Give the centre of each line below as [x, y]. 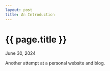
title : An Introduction [30, 15]
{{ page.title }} [36, 40]
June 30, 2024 [21, 53]
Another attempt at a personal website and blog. [55, 63]
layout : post [19, 10]
